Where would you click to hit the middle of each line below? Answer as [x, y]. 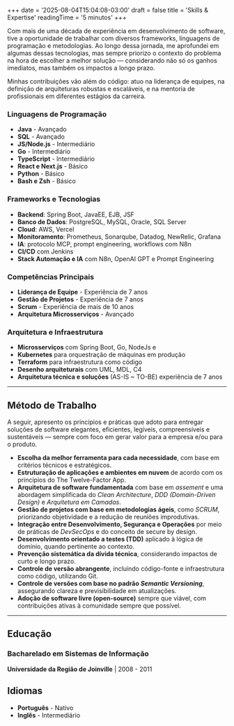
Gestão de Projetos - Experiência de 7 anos [80, 299]
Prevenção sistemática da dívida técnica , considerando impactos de [117, 554]
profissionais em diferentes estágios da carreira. [77, 96]
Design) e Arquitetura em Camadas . [69, 502]
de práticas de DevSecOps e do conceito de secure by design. [107, 531]
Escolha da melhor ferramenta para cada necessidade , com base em [118, 458]
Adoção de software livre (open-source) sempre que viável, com [112, 598]
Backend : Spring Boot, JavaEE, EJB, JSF [76, 214]
